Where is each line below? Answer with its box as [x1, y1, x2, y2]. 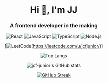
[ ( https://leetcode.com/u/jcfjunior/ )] [4, 43, 103, 49]
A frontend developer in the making [9, 22, 98, 29]
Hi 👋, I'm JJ [30, 4, 78, 16]
